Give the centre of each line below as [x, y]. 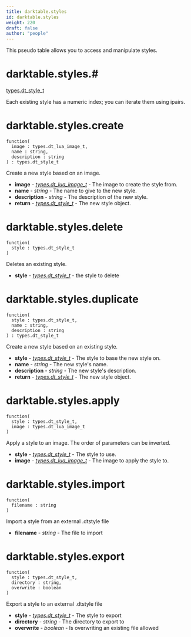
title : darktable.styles [36, 12]
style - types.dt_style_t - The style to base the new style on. [88, 358]
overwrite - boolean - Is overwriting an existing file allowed [86, 628]
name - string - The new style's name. [61, 364]
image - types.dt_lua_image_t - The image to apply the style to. [92, 460]
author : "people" [27, 34]
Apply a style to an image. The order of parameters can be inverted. [88, 442]
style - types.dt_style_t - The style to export [68, 615]
